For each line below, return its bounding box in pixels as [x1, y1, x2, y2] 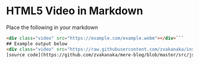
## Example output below [6, 40, 68, 47]
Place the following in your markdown [6, 24, 98, 31]
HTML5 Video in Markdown [6, 4, 143, 18]
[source [6, 52, 25, 57]
